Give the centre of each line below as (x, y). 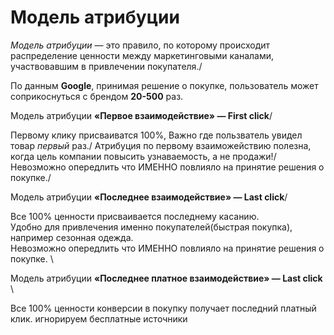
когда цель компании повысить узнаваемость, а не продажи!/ (143, 156)
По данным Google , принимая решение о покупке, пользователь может (164, 85)
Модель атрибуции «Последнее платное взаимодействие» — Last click (166, 278)
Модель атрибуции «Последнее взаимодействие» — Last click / (149, 197)
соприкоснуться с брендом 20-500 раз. (97, 96)
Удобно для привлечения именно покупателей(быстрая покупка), (151, 227)
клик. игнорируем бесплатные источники (99, 318)
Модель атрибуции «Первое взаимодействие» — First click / (141, 115)
